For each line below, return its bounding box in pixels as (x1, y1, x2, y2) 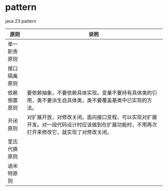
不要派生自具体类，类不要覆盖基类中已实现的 (41, 96, 147, 103)
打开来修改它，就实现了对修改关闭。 (26, 128, 112, 135)
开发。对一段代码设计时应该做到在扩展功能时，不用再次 (26, 121, 157, 128)
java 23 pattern (5, 18, 36, 24)
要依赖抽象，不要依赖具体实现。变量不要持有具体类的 (26, 89, 152, 96)
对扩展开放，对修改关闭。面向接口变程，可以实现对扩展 (26, 113, 157, 120)
